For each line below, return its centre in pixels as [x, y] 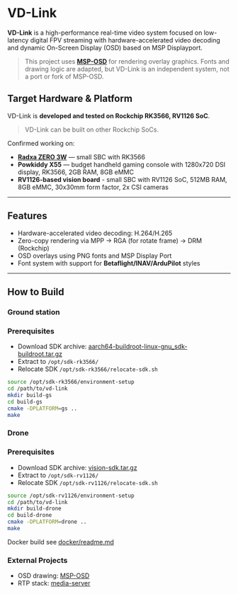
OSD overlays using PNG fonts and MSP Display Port [95, 256]
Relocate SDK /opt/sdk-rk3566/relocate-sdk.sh [87, 369]
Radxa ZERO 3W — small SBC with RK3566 [81, 156]
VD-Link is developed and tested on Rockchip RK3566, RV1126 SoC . [109, 115]
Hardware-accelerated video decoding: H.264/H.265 [95, 233]
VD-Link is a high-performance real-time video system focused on [105, 33]
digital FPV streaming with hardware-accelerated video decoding [125, 40]
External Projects [38, 560]
